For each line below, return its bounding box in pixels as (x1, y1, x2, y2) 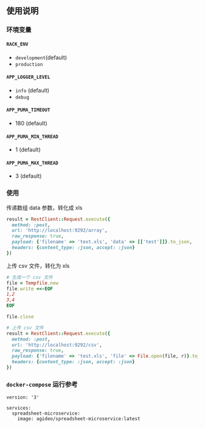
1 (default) (15, 146, 41, 153)
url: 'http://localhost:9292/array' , (12, 227, 108, 234)
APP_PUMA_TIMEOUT (6, 107, 51, 113)
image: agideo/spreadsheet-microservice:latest (17, 416, 140, 422)
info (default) (15, 86, 50, 94)
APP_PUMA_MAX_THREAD (6, 160, 59, 166)
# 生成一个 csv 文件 (6, 274, 53, 280)
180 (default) (15, 119, 48, 127)
